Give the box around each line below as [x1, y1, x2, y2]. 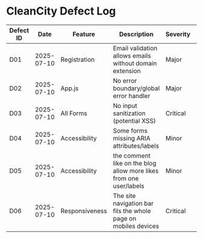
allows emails [112, 51, 151, 60]
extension [112, 67, 141, 75]
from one [112, 174, 139, 182]
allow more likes [112, 167, 159, 175]
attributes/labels [112, 141, 159, 150]
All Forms [60, 109, 88, 117]
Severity [165, 30, 191, 38]
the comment [112, 151, 151, 160]
